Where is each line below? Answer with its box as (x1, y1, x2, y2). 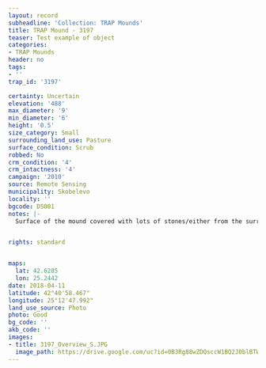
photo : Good (8, 311, 47, 319)
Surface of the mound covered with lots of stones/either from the (15, 217, 243, 226)
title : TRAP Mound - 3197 (8, 26, 93, 34)
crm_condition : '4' (8, 158, 73, 166)
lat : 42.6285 (15, 267, 59, 275)
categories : (8, 41, 47, 49)
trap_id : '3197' (8, 78, 62, 85)
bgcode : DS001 (8, 203, 55, 211)
